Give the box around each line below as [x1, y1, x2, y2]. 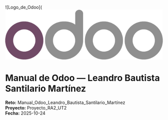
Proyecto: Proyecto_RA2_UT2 [5, 105, 67, 110]
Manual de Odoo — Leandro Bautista [5, 72, 160, 84]
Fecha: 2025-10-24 [5, 110, 46, 116]
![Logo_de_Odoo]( [5, 4, 42, 10]
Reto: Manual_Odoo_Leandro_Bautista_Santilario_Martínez [5, 99, 125, 105]
